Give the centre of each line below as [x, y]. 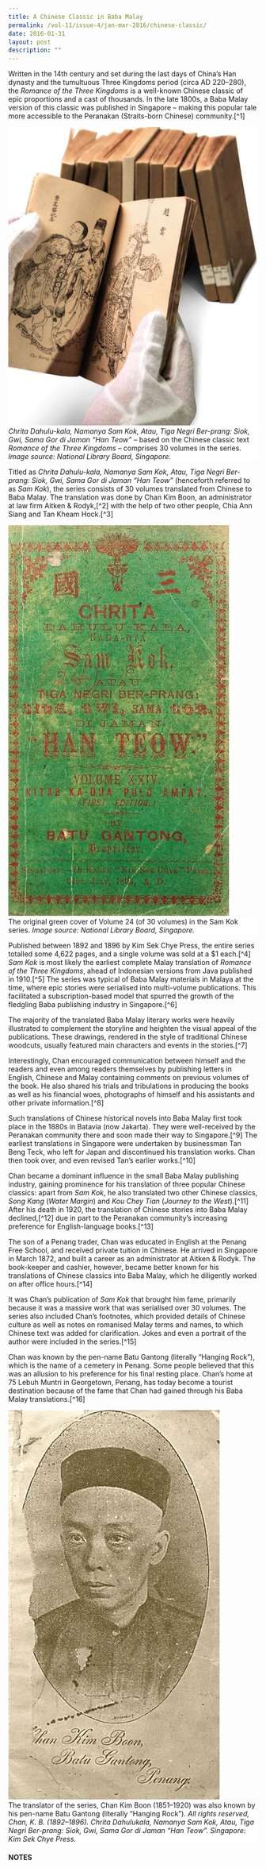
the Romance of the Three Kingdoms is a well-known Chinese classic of [126, 91]
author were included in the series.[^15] [72, 1341]
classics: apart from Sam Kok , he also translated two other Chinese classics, [133, 1193]
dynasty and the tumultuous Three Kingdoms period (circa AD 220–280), [127, 83]
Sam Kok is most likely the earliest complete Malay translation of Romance [130, 963]
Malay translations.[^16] [47, 1399]
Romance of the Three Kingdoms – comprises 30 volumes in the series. [125, 448]
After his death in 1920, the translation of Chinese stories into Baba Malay [128, 1210]
